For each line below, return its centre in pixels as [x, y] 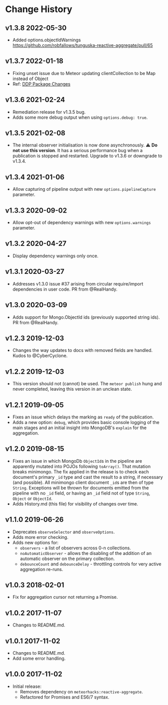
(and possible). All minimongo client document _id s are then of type [83, 482]
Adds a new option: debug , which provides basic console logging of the [86, 422]
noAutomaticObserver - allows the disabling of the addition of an [86, 553]
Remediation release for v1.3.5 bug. [49, 112]
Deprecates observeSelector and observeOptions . [64, 532]
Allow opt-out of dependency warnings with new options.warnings [81, 223]
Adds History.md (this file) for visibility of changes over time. [75, 504]
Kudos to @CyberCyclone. [40, 356]
